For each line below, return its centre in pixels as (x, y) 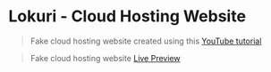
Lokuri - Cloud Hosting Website (127, 16)
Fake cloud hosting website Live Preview (105, 58)
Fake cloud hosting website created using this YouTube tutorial (146, 41)
